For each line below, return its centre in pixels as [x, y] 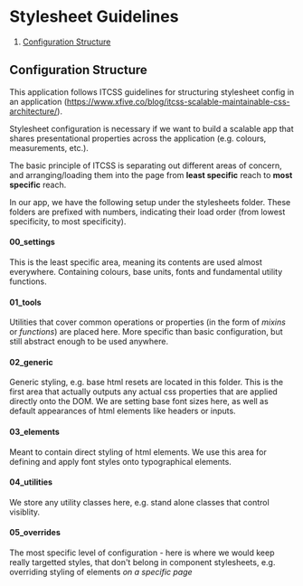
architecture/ [33, 111]
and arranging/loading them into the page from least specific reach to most [151, 175]
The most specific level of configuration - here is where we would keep [142, 553]
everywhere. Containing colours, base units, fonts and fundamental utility [146, 271]
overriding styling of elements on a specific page [101, 572]
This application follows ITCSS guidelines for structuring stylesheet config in [152, 91]
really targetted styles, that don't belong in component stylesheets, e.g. [142, 562]
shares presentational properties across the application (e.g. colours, [138, 138]
